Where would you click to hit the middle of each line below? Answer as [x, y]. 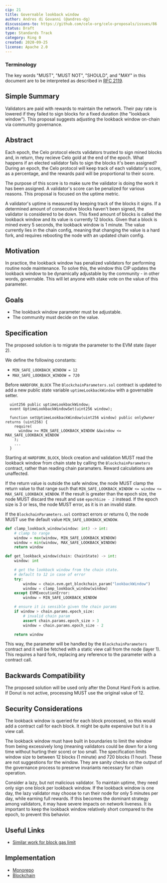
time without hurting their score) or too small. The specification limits [76, 752]
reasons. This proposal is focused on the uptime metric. [63, 193]
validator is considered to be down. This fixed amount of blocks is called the [83, 214]
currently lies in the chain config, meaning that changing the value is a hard [83, 230]
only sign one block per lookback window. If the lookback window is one [80, 788]
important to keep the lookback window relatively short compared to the [79, 809]
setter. [12, 395]
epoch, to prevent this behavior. [38, 814]
